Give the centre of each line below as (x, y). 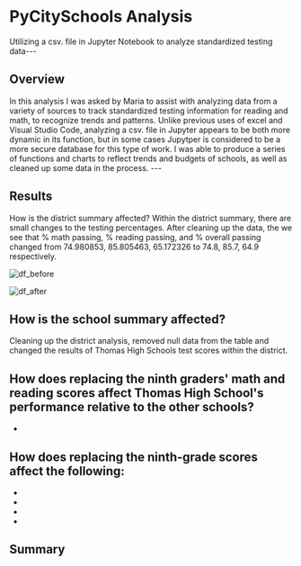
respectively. (33, 256)
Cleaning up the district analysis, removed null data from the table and (139, 341)
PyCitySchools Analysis (101, 17)
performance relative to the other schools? (132, 407)
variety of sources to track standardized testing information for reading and (149, 111)
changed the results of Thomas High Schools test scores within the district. (149, 350)
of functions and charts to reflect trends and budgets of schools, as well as (148, 158)
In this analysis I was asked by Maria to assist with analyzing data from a (143, 101)
